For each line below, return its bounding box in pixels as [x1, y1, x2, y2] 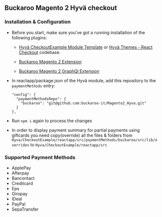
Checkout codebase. [18, 49, 61, 55]
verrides [11, 143, 30, 147]
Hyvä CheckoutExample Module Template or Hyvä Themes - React [18, 44, 153, 50]
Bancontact [11, 175, 35, 181]
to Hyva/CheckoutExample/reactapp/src [30, 142, 108, 147]
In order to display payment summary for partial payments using [11, 127, 140, 133]
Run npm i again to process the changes [11, 118, 93, 124]
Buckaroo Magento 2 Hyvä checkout [4, 4, 117, 12]
